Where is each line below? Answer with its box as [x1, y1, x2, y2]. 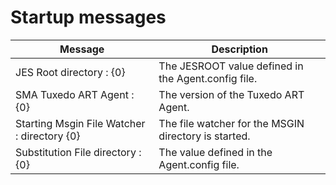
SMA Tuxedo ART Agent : [15, 87, 135, 101]
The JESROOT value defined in [158, 59, 304, 73]
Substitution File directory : [15, 145, 142, 159]
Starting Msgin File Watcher [15, 116, 146, 130]
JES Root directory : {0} [15, 65, 126, 79]
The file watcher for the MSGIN [158, 116, 305, 130]
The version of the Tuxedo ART [158, 87, 305, 101]
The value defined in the [158, 145, 273, 159]
